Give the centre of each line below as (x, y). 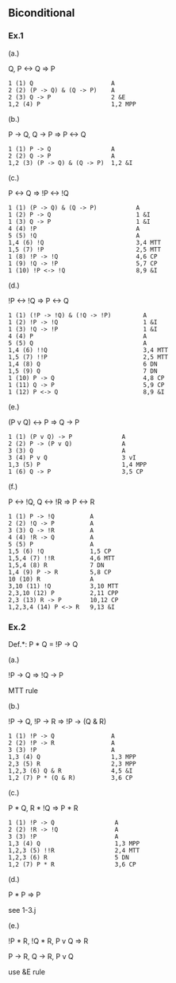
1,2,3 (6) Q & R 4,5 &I (71, 771)
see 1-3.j (22, 910)
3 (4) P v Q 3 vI (72, 457)
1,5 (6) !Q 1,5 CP (60, 551)
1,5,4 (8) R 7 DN (56, 565)
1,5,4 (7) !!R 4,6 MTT (61, 558)
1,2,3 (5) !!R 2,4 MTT (74, 850)
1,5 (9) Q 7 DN (83, 371)
